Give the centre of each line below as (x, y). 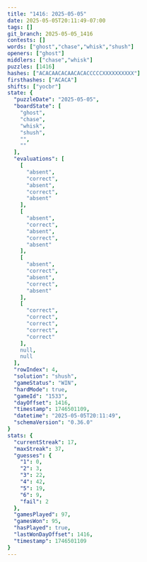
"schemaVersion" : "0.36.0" (53, 422)
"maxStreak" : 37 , (39, 449)
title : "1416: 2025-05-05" (47, 14)
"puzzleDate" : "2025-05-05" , (57, 100)
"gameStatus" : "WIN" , (46, 383)
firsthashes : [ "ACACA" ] (42, 80)
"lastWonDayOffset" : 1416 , (53, 534)
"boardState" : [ (37, 106)
